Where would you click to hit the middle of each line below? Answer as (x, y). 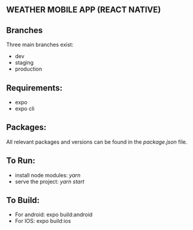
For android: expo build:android (54, 214)
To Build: (23, 200)
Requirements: (34, 88)
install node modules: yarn (48, 175)
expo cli (25, 109)
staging (24, 63)
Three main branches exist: (40, 45)
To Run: (21, 161)
